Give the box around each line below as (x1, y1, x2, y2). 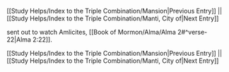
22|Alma (6, 35, 31, 44)
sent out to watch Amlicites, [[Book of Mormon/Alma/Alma (6, 28, 176, 36)
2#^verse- (177, 28, 208, 36)
